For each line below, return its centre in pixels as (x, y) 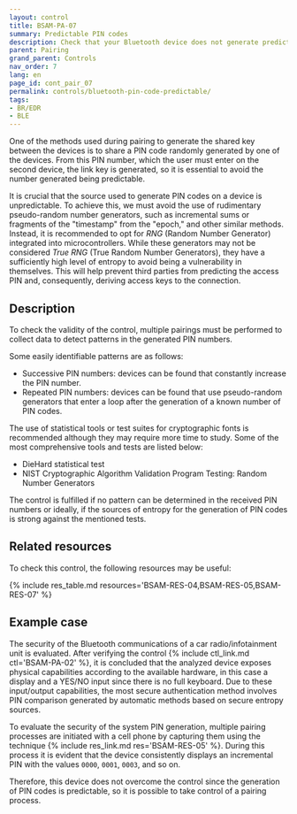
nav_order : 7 (33, 67)
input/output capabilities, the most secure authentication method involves (143, 690)
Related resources (61, 546)
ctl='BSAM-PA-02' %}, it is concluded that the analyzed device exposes (141, 662)
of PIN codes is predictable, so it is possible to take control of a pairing (138, 791)
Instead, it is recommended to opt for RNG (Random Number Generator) (140, 234)
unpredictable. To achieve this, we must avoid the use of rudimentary (135, 205)
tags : (19, 100)
